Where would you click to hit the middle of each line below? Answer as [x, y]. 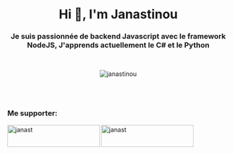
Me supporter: [32, 113]
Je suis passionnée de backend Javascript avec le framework [118, 37]
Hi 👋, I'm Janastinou [118, 14]
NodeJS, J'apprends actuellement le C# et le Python [118, 45]
